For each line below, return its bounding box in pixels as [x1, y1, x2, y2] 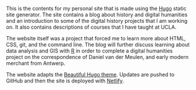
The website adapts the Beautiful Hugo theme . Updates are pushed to [6, 71, 175, 78]
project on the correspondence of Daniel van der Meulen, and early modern [6, 54, 189, 60]
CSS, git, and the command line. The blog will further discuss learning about [6, 41, 190, 48]
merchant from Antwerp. [6, 60, 66, 67]
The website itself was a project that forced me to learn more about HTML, [6, 35, 186, 41]
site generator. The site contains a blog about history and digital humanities [6, 11, 188, 18]
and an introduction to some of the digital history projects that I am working [6, 18, 188, 24]
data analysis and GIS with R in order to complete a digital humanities [6, 47, 173, 54]
